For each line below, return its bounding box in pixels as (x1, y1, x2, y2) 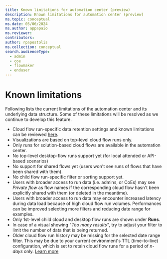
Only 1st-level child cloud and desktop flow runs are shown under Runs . (12, 216, 161, 222)
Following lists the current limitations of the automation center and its (5, 105, 147, 111)
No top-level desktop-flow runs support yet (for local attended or (12, 152, 147, 158)
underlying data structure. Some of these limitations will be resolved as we (5, 111, 159, 117)
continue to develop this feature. (5, 116, 72, 122)
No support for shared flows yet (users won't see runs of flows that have (12, 163, 162, 169)
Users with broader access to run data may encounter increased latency (12, 195, 161, 201)
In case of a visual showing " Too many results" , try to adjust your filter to (12, 221, 163, 227)
